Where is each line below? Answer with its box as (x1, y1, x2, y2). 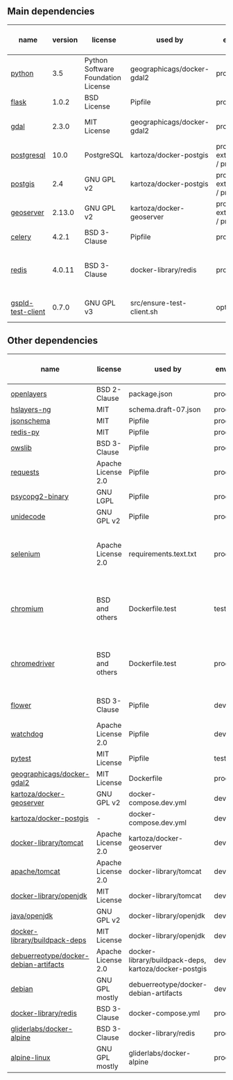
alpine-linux (10, 1052, 51, 1062)
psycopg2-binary (10, 491, 69, 501)
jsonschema (10, 415, 51, 425)
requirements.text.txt (128, 549, 197, 559)
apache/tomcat (10, 866, 60, 876)
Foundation (84, 72, 121, 82)
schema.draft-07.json (128, 404, 201, 414)
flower (10, 700, 32, 710)
